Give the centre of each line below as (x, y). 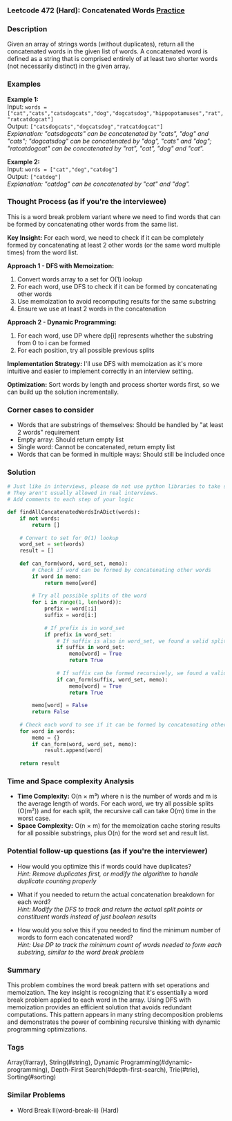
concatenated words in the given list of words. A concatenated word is (108, 51)
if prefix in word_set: (78, 634)
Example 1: (23, 99)
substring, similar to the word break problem (80, 952)
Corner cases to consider (51, 410)
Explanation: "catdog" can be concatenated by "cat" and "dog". (99, 184)
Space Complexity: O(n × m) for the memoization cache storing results (119, 826)
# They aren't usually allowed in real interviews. (83, 493)
